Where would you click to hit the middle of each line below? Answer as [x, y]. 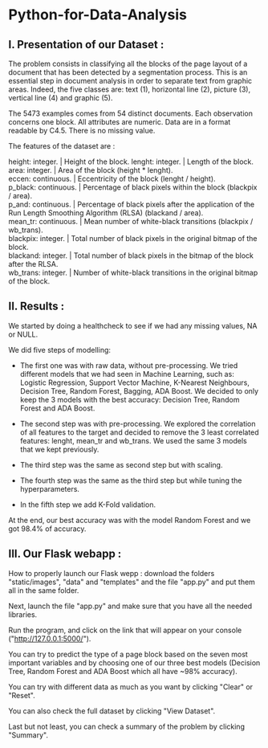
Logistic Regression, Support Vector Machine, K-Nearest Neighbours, [135, 382]
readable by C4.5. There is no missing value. [82, 131]
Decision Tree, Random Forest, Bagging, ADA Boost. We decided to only [139, 390]
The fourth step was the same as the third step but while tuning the [131, 480]
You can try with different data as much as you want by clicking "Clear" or [131, 687]
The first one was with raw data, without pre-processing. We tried [129, 365]
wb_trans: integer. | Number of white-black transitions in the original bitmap [133, 272]
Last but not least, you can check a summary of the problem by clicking [126, 726]
